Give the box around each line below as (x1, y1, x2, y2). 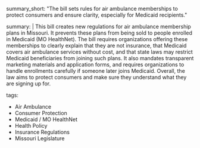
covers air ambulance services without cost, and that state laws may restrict (6, 48, 193, 55)
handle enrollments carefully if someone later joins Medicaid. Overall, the (6, 67, 186, 74)
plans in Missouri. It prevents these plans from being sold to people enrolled (6, 29, 192, 36)
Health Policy (14, 122, 48, 129)
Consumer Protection (14, 110, 67, 116)
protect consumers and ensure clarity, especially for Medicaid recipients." (6, 11, 187, 18)
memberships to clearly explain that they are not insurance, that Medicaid (6, 42, 187, 49)
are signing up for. (6, 80, 51, 87)
